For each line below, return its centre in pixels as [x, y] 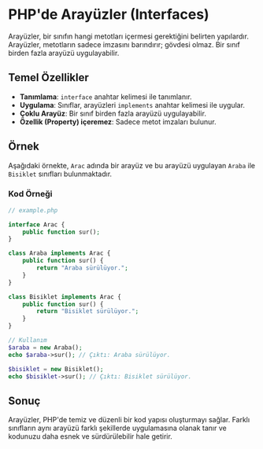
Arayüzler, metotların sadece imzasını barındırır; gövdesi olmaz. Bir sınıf [124, 44]
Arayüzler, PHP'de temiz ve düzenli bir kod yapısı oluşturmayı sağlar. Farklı [129, 420]
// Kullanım [28, 340]
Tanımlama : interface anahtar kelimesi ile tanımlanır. [106, 97]
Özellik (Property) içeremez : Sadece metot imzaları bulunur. [118, 121]
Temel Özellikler [48, 77]
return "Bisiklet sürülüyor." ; [88, 311]
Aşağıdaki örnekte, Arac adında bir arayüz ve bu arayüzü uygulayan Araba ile [132, 165]
